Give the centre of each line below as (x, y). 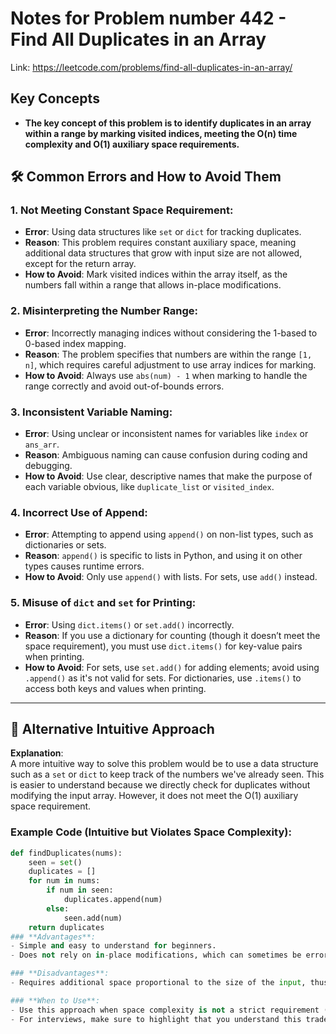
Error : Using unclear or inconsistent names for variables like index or (166, 434)
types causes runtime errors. (84, 566)
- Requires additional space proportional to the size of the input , (158, 983)
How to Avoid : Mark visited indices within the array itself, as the (156, 274)
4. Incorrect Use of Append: (79, 512)
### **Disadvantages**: (60, 973)
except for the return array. (80, 264)
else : (58, 908)
